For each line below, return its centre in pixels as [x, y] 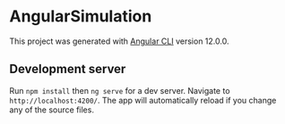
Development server [68, 69]
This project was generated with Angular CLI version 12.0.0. [119, 41]
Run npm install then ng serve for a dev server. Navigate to [120, 90]
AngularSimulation [81, 17]
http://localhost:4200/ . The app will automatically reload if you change [143, 100]
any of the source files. [52, 110]
